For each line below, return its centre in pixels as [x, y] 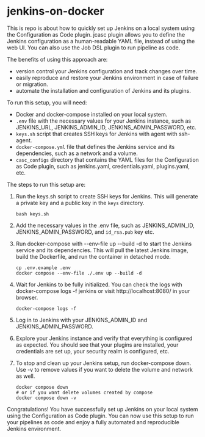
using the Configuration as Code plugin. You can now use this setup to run [100, 416]
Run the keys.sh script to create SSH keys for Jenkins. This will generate [107, 196]
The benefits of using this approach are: [57, 59]
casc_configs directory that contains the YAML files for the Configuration [107, 159]
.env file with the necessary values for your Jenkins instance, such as [103, 121]
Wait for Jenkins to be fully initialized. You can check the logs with [99, 284]
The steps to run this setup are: [46, 184]
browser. [27, 297]
